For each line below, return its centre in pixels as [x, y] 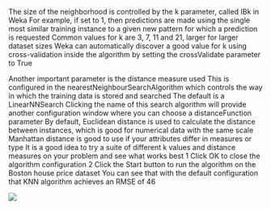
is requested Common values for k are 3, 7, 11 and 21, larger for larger [123, 37]
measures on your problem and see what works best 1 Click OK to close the [134, 156]
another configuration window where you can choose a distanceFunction [130, 113]
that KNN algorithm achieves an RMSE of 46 [82, 182]
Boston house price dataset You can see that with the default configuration [133, 173]
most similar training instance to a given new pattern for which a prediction [133, 29]
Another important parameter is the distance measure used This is [119, 79]
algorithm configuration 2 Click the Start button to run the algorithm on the [132, 164]
